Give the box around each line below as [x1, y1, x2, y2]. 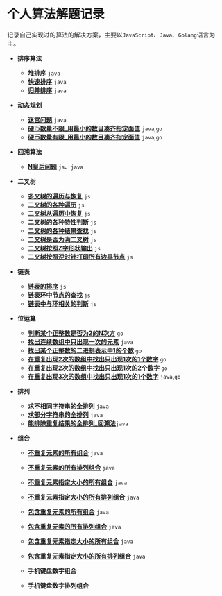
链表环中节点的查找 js [27, 291, 91, 299]
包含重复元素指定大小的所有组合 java [27, 537, 134, 545]
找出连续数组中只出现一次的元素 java [27, 337, 134, 346]
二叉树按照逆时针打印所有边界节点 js [27, 253, 133, 261]
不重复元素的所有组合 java [27, 448, 103, 457]
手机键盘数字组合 [27, 566, 77, 574]
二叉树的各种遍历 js [27, 201, 85, 209]
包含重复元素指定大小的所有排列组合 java [27, 552, 146, 560]
